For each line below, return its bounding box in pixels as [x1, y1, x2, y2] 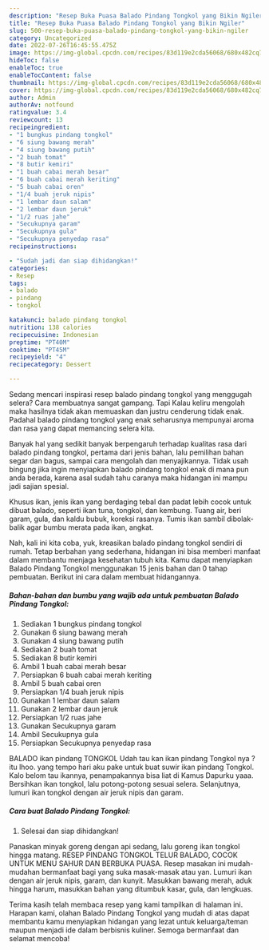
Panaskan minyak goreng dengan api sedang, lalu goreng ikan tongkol [9, 841, 240, 851]
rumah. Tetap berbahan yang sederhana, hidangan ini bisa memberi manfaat [9, 547, 261, 556]
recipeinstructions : [9, 243, 78, 251]
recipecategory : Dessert [9, 361, 92, 369]
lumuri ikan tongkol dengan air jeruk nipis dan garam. [9, 788, 184, 797]
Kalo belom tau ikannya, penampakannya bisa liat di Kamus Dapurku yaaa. [9, 770, 254, 780]
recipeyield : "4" [9, 353, 67, 361]
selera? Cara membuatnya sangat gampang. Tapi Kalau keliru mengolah [9, 398, 246, 407]
